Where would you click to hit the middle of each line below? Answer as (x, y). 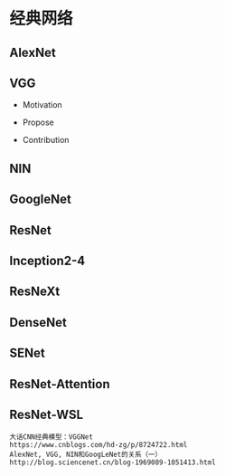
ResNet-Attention (60, 384)
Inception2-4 (47, 260)
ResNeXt (35, 292)
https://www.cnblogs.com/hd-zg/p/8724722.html (98, 445)
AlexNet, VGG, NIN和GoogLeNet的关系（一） (86, 455)
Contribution (46, 140)
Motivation (42, 105)
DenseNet (38, 322)
